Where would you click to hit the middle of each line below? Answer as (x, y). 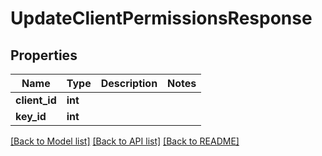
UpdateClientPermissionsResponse (161, 18)
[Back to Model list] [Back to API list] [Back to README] (125, 141)
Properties (44, 55)
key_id (31, 116)
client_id (36, 100)
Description (129, 83)
